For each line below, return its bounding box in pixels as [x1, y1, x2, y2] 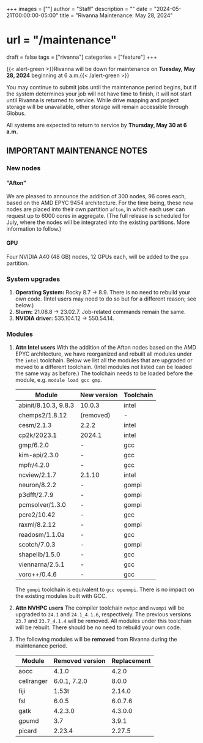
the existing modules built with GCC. [15, 592, 108, 600]
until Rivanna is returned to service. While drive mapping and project [6, 96, 179, 103]
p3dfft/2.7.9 [18, 491, 54, 499]
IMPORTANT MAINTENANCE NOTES [6, 146, 148, 156]
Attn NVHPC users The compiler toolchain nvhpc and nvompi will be [15, 604, 185, 611]
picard [18, 726, 37, 735]
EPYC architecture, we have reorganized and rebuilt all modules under [15, 350, 193, 357]
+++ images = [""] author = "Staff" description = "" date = [6, 6, 153, 12]
